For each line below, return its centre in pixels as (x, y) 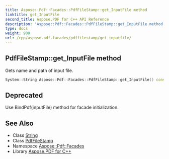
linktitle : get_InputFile (32, 15)
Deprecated (24, 95)
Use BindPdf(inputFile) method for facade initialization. (62, 107)
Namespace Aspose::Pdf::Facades (48, 146)
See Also (19, 123)
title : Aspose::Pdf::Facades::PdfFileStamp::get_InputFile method (76, 10)
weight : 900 (18, 33)
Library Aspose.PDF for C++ (42, 151)
